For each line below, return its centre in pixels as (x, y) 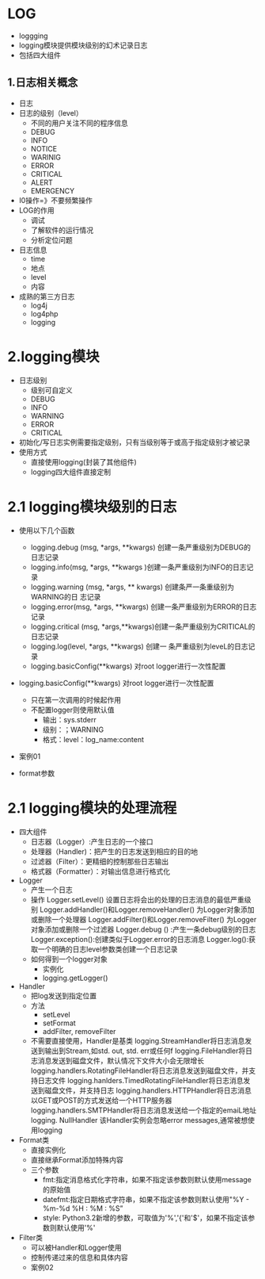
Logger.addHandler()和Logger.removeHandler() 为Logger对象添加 (147, 909)
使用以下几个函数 (47, 530)
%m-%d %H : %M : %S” (83, 1208)
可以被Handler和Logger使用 (76, 1247)
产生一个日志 (51, 890)
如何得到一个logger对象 (69, 959)
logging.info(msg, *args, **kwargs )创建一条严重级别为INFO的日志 (138, 567)
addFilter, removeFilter (79, 1031)
